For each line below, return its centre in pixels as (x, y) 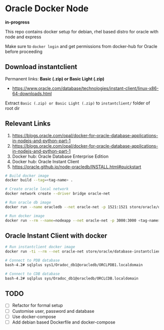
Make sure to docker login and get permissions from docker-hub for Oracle (81, 46)
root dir (12, 108)
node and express (23, 37)
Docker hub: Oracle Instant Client (46, 161)
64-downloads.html (32, 93)
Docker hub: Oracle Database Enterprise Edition (60, 156)
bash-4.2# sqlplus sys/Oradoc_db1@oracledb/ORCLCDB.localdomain (72, 278)
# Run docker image (25, 216)
